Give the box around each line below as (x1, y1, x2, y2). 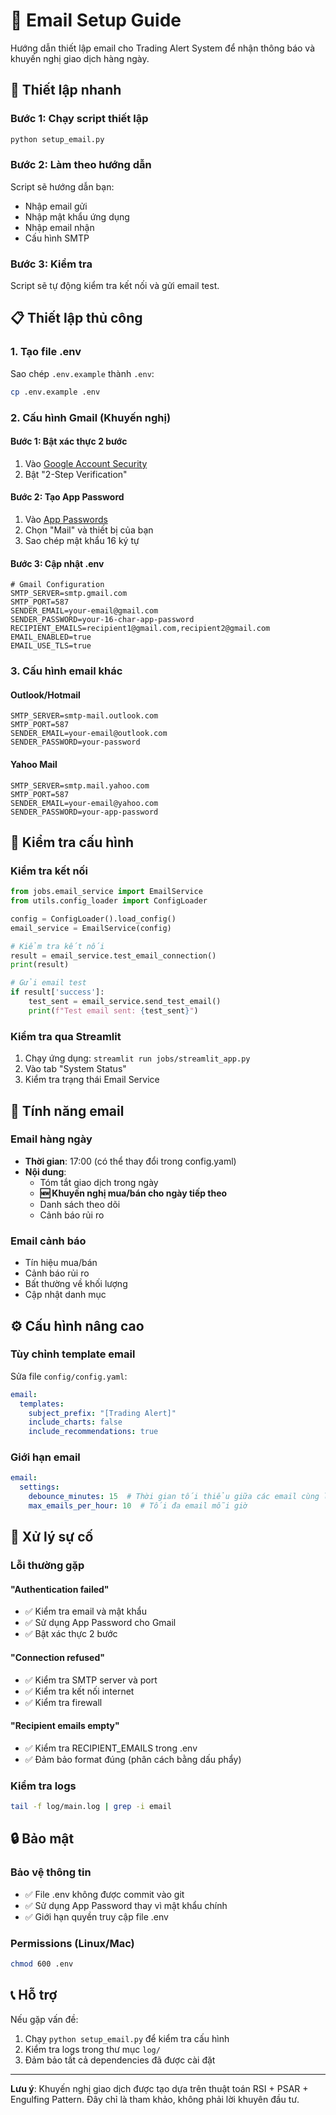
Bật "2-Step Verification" (24, 468, 128, 480)
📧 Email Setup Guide (10, 9, 182, 32)
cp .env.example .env (10, 387, 101, 397)
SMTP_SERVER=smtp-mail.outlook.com (10, 711, 159, 721)
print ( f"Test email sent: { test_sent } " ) (28, 1005, 199, 1016)
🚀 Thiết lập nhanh (10, 82, 122, 99)
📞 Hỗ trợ (10, 1987, 58, 2004)
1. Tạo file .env (10, 345, 82, 359)
